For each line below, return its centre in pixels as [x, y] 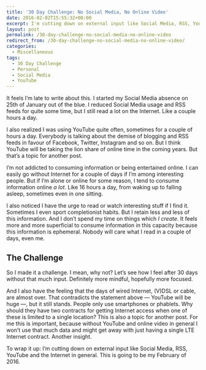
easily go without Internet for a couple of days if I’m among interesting [95, 174]
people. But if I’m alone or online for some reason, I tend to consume [93, 181]
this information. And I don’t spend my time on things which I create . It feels [102, 219]
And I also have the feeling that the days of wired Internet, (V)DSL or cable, [101, 291]
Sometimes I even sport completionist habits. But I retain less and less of [98, 212]
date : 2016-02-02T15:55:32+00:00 [49, 18]
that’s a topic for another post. [44, 156]
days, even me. [25, 238]
